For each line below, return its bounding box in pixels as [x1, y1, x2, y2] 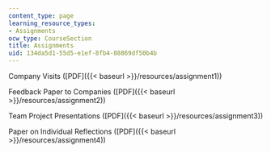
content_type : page [8, 11, 74, 20]
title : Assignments [8, 42, 74, 50]
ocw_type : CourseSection [8, 34, 92, 43]
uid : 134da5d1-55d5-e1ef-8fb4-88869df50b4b [8, 49, 158, 57]
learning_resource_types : [8, 19, 95, 27]
